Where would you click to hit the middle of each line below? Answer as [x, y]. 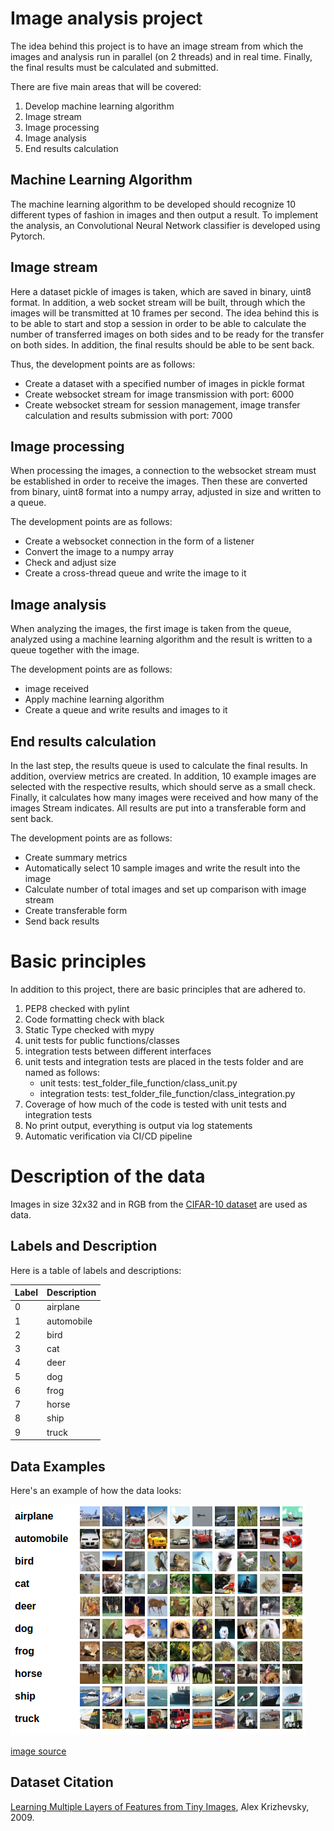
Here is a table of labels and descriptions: [96, 1270]
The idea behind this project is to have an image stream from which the [157, 46]
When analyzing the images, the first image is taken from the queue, [151, 629]
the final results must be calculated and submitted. [114, 67]
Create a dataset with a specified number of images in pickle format [164, 383]
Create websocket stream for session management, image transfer [162, 404]
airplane [63, 1307]
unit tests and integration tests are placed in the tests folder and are [164, 1061]
